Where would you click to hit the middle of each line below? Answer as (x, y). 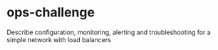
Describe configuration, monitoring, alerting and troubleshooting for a (109, 32)
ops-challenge (51, 12)
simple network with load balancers (59, 39)
